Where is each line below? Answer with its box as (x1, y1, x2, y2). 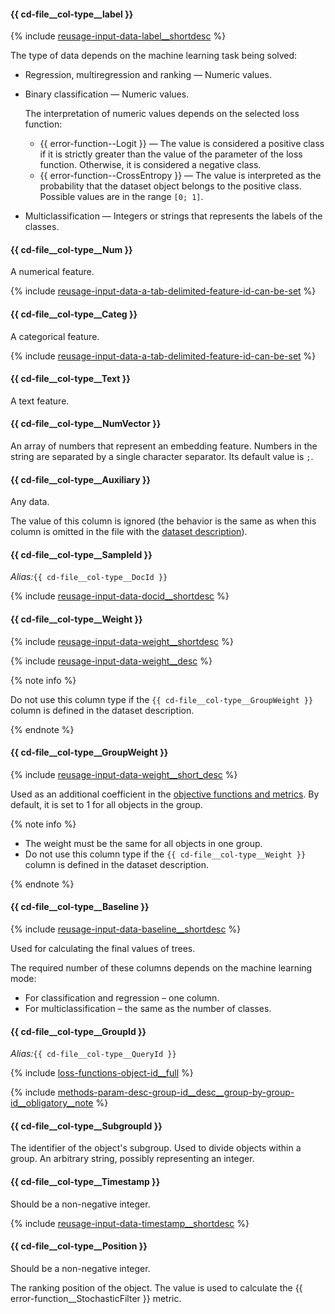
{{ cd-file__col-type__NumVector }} (10, 418, 162, 430)
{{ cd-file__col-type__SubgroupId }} (10, 1120, 163, 1132)
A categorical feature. (10, 330, 100, 342)
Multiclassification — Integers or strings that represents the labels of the (24, 210, 323, 222)
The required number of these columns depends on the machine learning (10, 962, 313, 974)
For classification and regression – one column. (24, 992, 220, 1004)
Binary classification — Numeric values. (24, 88, 190, 100)
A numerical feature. (10, 266, 95, 278)
